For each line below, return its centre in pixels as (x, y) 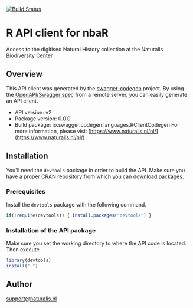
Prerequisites (26, 192)
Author (19, 284)
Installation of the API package (51, 230)
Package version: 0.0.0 (42, 119)
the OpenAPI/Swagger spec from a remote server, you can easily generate (97, 94)
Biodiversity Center (30, 55)
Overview (24, 74)
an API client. (22, 101)
